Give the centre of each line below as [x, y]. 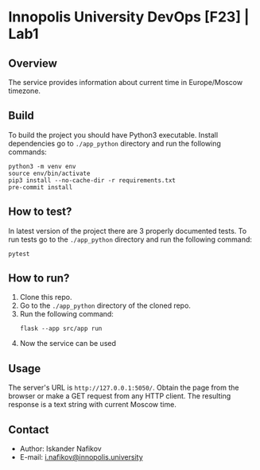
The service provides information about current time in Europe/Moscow [126, 82]
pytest [19, 254]
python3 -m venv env [43, 166]
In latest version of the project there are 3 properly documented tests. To [128, 231]
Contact [29, 429]
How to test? [40, 212]
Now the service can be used [68, 344]
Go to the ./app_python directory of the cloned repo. [105, 305]
